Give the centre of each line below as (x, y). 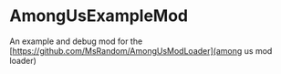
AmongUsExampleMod (99, 16)
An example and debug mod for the (76, 41)
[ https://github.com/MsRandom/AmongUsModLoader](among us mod (141, 50)
